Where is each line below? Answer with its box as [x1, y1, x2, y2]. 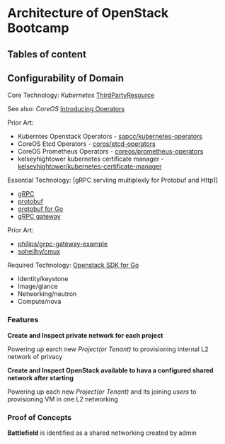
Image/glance [17, 282, 58, 291]
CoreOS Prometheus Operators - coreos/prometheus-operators [17, 147, 204, 156]
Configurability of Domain [7, 72, 124, 84]
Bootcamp [7, 20, 69, 36]
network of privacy [7, 352, 63, 360]
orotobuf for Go [17, 205, 64, 213]
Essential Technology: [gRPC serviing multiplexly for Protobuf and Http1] [7, 176, 218, 185]
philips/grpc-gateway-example [17, 239, 108, 249]
